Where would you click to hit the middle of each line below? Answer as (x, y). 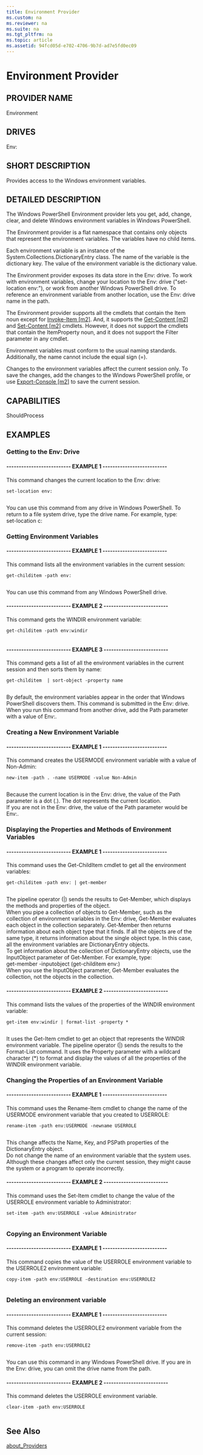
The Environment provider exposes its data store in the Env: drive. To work (99, 275)
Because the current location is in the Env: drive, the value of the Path (93, 795)
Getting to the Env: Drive (43, 452)
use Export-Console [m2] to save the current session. (73, 382)
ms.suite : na (23, 29)
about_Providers (27, 1446)
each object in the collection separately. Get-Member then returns (89, 925)
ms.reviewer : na (27, 23)
